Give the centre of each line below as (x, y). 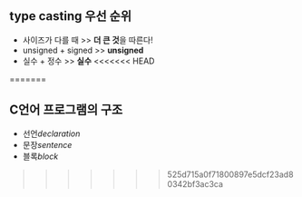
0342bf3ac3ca (195, 183)
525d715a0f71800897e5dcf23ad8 (230, 174)
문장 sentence (47, 144)
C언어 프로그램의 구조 (66, 110)
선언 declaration (51, 133)
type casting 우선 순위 (70, 16)
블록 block (40, 156)
